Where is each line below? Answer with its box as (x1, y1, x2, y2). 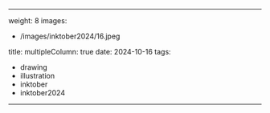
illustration (19, 71, 55, 80)
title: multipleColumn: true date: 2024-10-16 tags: (8, 47, 171, 56)
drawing (19, 63, 48, 72)
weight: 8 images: (8, 16, 67, 25)
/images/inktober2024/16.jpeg (19, 31, 121, 41)
